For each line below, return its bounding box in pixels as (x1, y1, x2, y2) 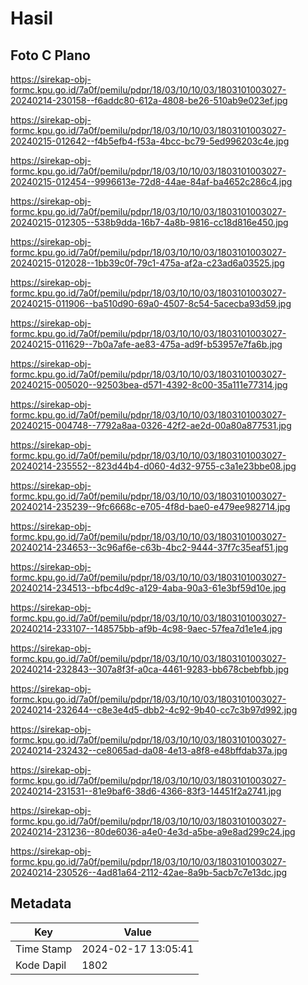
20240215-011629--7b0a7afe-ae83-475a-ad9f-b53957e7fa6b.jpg (10, 338, 283, 350)
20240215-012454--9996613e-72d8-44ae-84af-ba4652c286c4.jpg (10, 176, 293, 187)
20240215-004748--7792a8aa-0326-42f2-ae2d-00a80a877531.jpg (10, 420, 292, 431)
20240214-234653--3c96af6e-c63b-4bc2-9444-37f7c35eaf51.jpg (10, 542, 289, 553)
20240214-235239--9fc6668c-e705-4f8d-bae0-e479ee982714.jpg (10, 501, 291, 512)
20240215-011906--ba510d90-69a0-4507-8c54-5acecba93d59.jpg (10, 298, 292, 309)
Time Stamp (15, 942, 73, 956)
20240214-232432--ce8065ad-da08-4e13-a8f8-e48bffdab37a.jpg (10, 745, 288, 756)
